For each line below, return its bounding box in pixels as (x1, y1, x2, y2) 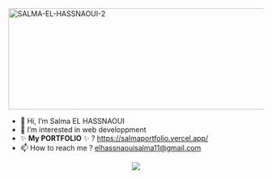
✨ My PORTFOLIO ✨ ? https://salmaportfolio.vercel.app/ (19, 134, 209, 143)
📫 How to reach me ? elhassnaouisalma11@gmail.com (19, 143, 202, 152)
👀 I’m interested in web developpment (19, 125, 147, 134)
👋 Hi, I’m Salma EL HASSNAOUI (19, 117, 125, 126)
